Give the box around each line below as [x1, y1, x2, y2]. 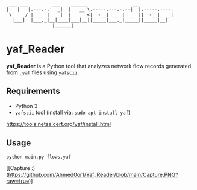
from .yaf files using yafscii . [6, 69, 80, 76]
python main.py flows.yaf [6, 154, 71, 160]
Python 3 [14, 102, 38, 109]
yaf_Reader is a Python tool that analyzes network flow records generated [6, 62, 192, 69]
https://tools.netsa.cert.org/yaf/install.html [6, 120, 111, 127]
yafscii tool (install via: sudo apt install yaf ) [14, 109, 131, 116]
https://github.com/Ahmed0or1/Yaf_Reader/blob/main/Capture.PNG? [8, 171, 179, 179]
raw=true [6, 177, 29, 185]
